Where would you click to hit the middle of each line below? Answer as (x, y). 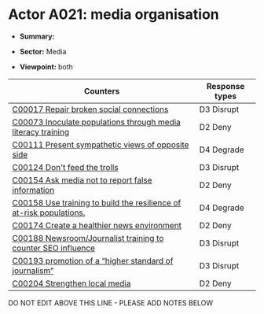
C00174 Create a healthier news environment (97, 225)
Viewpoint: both (46, 66)
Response (226, 86)
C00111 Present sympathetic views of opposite (101, 145)
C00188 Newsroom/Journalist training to (88, 238)
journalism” (33, 271)
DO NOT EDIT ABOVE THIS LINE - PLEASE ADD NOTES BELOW (111, 303)
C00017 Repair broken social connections (90, 109)
